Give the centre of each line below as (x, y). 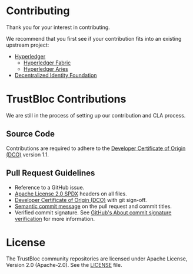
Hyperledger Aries (46, 68)
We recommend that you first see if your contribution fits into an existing (94, 38)
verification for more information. (55, 218)
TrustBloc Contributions (66, 99)
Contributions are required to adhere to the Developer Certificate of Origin (96, 148)
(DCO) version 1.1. (27, 154)
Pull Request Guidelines (51, 173)
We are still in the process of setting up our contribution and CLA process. (96, 115)
